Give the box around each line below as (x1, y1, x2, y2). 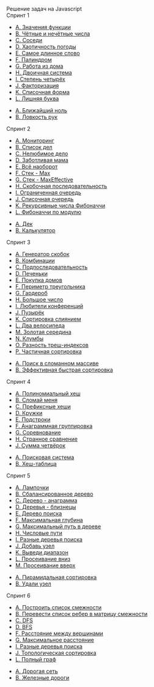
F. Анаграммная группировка (15, 422, 93, 430)
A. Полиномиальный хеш (15, 390, 81, 397)
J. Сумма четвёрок (15, 442, 66, 449)
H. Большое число (15, 296, 64, 303)
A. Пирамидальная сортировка (15, 574, 97, 581)
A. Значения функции (15, 24, 71, 31)
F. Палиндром (15, 56, 52, 63)
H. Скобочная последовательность (15, 183, 108, 189)
